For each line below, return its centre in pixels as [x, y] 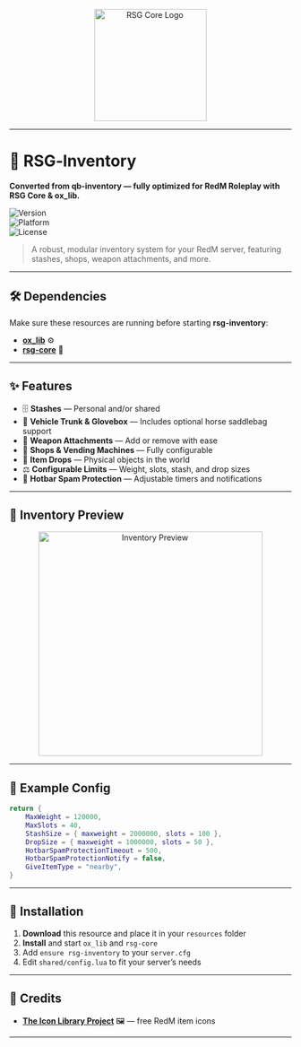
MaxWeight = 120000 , [64, 817]
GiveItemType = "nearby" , [74, 867]
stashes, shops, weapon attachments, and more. [121, 258]
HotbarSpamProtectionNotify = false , [96, 859]
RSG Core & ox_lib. [45, 195]
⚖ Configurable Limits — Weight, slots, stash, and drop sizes [136, 469]
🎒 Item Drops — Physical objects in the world [106, 459]
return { [26, 809]
